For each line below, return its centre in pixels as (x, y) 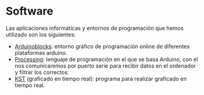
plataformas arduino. (41, 52)
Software (29, 11)
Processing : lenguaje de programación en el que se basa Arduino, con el (106, 59)
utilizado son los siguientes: (41, 34)
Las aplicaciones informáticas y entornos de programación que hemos (95, 28)
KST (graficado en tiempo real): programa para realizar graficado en (101, 79)
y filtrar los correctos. (42, 72)
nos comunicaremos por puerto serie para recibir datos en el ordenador (105, 66)
